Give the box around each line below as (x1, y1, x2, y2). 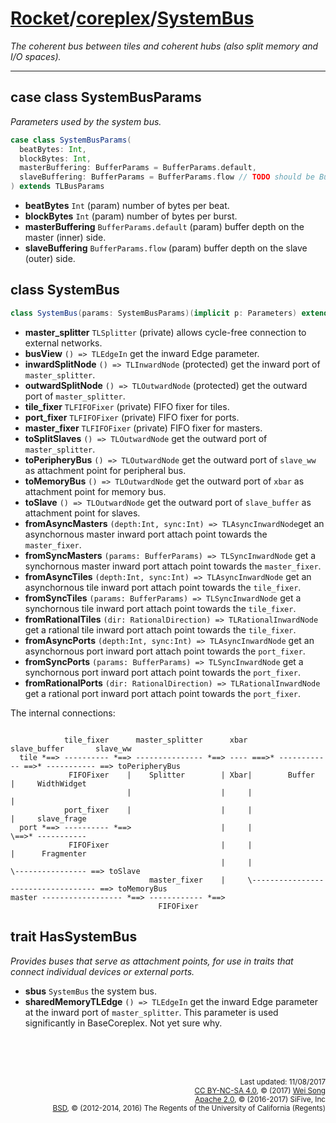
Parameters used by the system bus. (10, 115, 162, 127)
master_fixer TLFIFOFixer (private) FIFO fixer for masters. (24, 422, 263, 434)
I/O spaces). (10, 50, 62, 62)
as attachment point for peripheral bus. (24, 464, 187, 476)
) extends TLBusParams (10, 182, 105, 192)
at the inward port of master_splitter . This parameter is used (24, 1006, 279, 1018)
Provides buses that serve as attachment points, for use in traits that (10, 955, 294, 967)
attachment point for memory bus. (24, 485, 167, 497)
